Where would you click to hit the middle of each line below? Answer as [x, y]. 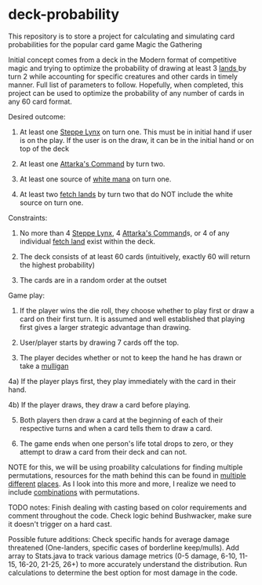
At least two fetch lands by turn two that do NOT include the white [126, 194]
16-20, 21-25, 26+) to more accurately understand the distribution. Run [133, 564]
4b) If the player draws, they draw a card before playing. [99, 404]
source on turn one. [51, 203]
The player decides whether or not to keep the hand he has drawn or [131, 357]
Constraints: [28, 218]
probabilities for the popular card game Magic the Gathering [105, 44]
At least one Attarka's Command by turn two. [92, 163]
